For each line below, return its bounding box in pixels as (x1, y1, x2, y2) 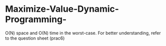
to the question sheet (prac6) (5, 35, 65, 41)
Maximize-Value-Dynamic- (5, 3, 119, 15)
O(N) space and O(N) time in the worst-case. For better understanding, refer (5, 30, 161, 36)
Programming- (5, 14, 67, 25)
